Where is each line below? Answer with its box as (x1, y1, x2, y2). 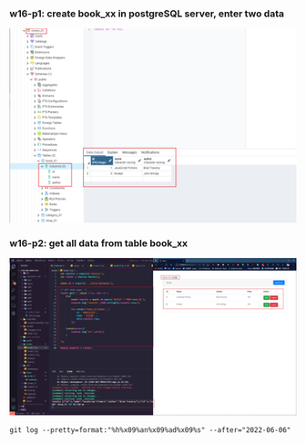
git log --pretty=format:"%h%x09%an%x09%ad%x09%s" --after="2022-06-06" (9, 425, 291, 435)
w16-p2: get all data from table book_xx (9, 236, 189, 249)
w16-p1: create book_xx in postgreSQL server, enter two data (9, 7, 285, 20)
